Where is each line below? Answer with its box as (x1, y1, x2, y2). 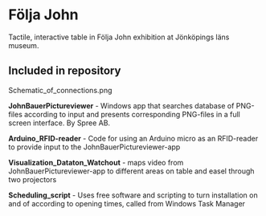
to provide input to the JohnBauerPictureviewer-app (8, 142, 181, 152)
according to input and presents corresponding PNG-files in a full (23, 109, 241, 119)
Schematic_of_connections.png (8, 85, 113, 95)
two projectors (8, 174, 57, 184)
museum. (8, 40, 39, 50)
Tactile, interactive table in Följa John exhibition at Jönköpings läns (8, 32, 230, 42)
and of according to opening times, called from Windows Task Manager (8, 198, 246, 208)
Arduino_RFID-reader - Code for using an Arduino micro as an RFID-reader (8, 133, 259, 143)
